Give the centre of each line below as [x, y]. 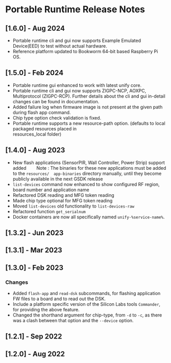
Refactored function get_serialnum [49, 211]
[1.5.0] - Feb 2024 [34, 73]
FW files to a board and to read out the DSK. [59, 299]
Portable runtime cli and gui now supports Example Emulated [77, 40]
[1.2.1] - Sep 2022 [34, 337]
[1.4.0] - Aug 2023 [35, 150]
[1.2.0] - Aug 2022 [35, 354]
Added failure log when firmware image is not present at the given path [88, 107]
